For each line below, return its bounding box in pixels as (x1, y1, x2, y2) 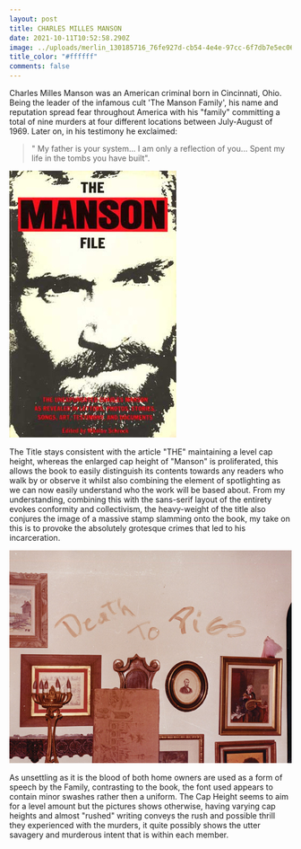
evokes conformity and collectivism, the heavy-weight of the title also (9, 504, 266, 514)
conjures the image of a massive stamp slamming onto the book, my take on (9, 513, 291, 524)
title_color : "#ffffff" (9, 52, 99, 62)
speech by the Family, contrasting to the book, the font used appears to (9, 782, 273, 792)
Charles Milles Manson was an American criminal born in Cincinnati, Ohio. (9, 88, 282, 98)
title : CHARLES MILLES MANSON (9, 23, 123, 33)
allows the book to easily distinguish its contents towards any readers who (9, 465, 284, 476)
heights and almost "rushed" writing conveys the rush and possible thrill (9, 810, 276, 821)
